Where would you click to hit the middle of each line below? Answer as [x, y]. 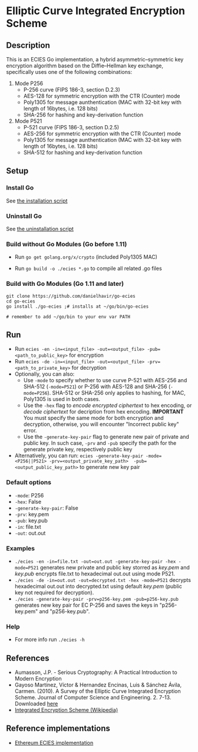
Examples [21, 548]
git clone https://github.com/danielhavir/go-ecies [71, 296]
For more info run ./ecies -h [50, 640]
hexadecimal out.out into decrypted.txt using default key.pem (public [98, 586]
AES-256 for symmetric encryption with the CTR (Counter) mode [102, 134]
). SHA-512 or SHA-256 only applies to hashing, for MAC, [116, 393]
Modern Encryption [38, 679]
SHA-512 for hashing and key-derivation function [83, 152]
